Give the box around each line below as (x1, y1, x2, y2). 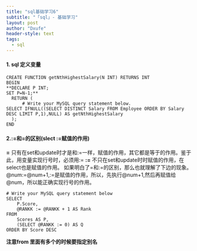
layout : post (6, 20, 39, 26)
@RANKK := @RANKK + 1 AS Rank (17, 206, 92, 212)
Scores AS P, (17, 217, 49, 223)
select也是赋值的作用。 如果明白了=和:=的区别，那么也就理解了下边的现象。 (6, 164, 192, 171)
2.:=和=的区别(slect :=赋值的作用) (6, 134, 90, 142)
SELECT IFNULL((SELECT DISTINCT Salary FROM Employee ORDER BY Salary (6, 106, 185, 112)
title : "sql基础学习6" (6, 8, 59, 15)
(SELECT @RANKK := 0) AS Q (17, 222, 84, 228)
